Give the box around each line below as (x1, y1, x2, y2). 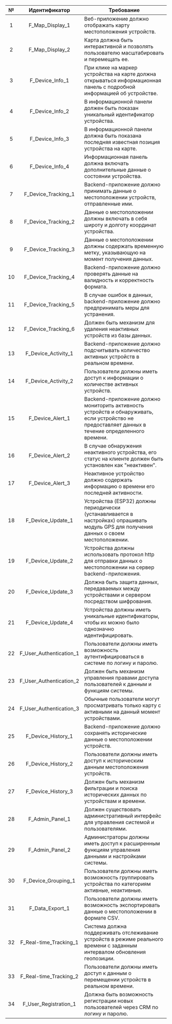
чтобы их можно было (84, 619, 140, 626)
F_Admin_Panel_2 (28, 846, 71, 853)
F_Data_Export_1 (29, 905, 70, 911)
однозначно (84, 625, 114, 632)
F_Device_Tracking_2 (24, 218, 75, 225)
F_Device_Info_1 (30, 77, 70, 84)
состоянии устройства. (84, 173, 142, 179)
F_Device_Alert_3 (28, 480, 71, 487)
